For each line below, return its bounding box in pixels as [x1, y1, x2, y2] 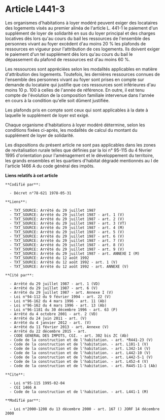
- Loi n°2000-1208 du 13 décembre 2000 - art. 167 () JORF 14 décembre [9, 406, 160, 412]
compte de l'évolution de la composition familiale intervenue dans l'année [5, 92, 154, 98]
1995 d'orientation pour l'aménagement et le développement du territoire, [5, 152, 154, 158]
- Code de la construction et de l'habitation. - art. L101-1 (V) [9, 342, 149, 346]
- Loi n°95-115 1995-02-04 [9, 381, 65, 385]
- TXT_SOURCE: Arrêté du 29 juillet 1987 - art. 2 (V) [9, 216, 125, 222]
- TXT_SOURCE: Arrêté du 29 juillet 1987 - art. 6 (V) [9, 233, 125, 239]
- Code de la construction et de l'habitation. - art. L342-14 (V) [9, 346, 151, 351]
